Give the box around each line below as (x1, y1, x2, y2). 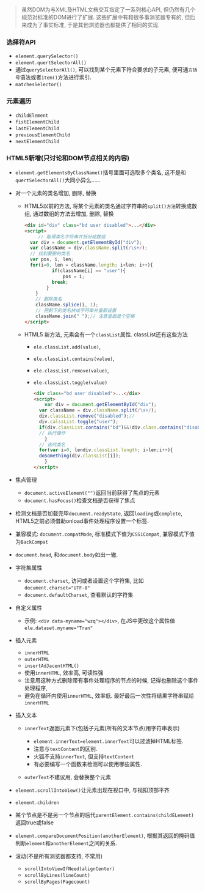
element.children (15, 799, 60, 806)
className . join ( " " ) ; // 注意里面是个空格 (35, 313, 135, 319)
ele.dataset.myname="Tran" (24, 625, 93, 631)
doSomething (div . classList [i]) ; (38, 453, 121, 459)
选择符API (6, 38, 36, 46)
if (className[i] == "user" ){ (51, 267, 126, 274)
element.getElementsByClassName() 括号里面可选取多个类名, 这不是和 (15, 168, 186, 176)
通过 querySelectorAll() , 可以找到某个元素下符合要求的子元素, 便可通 (15, 66, 189, 73)
